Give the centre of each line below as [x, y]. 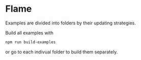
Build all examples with [29, 33]
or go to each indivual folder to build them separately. [62, 52]
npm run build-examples [31, 42]
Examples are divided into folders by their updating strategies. [71, 23]
